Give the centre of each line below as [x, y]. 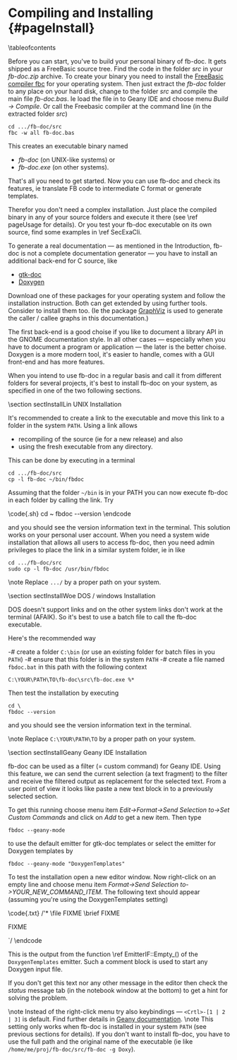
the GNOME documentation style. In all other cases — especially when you [117, 339]
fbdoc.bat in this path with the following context [78, 667]
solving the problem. [38, 998]
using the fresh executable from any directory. [86, 446]
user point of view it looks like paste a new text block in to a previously [111, 788]
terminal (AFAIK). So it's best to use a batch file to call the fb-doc [102, 617]
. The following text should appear [150, 892]
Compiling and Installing [81, 13]
